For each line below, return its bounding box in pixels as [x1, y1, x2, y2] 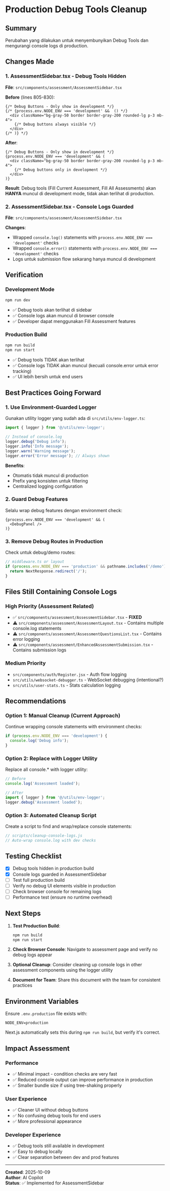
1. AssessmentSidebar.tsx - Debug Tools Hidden [5, 73, 126, 80]
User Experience [5, 1095, 47, 1102]
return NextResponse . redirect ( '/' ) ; [10, 569, 87, 574]
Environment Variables [5, 997, 79, 1005]
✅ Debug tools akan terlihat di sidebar [12, 307, 92, 313]
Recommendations [5, 697, 66, 705]
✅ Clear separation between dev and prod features [12, 1154, 119, 1160]
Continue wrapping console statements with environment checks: [5, 724, 142, 730]
